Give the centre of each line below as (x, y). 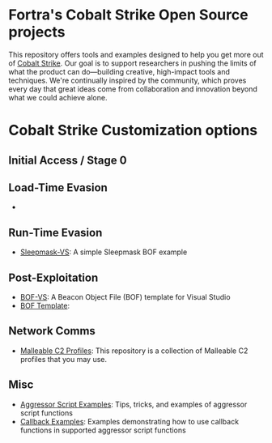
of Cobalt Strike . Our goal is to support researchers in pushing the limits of (132, 63)
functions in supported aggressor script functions (103, 430)
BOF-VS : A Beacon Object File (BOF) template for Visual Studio (125, 296)
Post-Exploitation (53, 277)
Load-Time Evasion (58, 187)
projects (37, 32)
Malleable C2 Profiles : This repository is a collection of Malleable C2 (134, 351)
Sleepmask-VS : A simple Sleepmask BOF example (104, 252)
